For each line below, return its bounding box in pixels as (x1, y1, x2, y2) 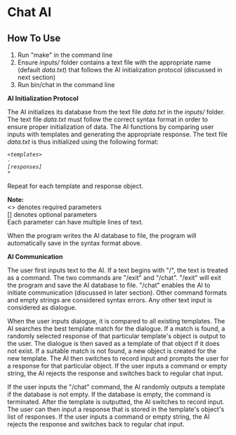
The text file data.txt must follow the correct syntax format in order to (7, 115, 209, 123)
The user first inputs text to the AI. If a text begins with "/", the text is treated (7, 266, 228, 274)
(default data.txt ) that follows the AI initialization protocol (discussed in (17, 66, 223, 74)
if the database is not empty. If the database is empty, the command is (7, 390, 211, 399)
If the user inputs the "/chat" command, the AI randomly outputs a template (7, 383, 225, 391)
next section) (17, 73, 56, 81)
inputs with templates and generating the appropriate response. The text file (7, 130, 228, 138)
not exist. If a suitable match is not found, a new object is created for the (7, 347, 217, 355)
